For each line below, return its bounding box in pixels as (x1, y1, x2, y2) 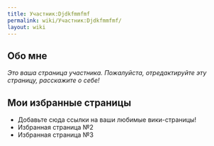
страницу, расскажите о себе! (7, 76, 101, 85)
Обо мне (7, 50, 47, 62)
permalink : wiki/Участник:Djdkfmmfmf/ (7, 17, 122, 24)
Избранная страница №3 (17, 130, 94, 139)
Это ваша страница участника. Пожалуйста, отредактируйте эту (7, 69, 207, 77)
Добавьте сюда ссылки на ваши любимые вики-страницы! (17, 116, 197, 124)
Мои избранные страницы (7, 96, 132, 108)
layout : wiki (7, 23, 46, 30)
